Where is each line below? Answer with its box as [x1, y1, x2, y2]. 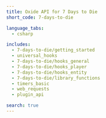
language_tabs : [6, 25, 44, 31]
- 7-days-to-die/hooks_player [11, 63, 87, 69]
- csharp [11, 31, 34, 37]
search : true [6, 102, 39, 108]
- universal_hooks [11, 53, 58, 59]
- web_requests [11, 86, 50, 92]
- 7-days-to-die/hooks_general [11, 58, 90, 64]
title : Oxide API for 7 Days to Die [6, 8, 98, 15]
